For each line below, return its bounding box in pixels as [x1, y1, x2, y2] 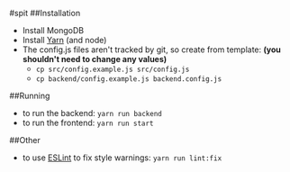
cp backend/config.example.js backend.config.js [35, 75, 222, 84]
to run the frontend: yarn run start [22, 117, 154, 128]
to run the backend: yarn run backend [22, 108, 162, 118]
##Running [9, 90, 50, 101]
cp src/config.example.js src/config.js [35, 65, 190, 74]
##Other [9, 135, 41, 145]
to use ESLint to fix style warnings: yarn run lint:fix [22, 152, 222, 163]
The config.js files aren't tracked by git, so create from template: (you [22, 44, 281, 55]
